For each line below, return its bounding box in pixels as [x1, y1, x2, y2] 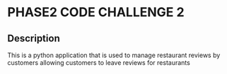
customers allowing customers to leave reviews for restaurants [7, 58, 191, 67]
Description [7, 32, 60, 44]
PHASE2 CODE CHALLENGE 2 [7, 4, 185, 20]
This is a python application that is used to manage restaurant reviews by [7, 51, 221, 59]
